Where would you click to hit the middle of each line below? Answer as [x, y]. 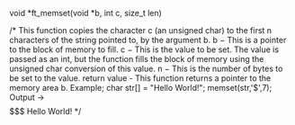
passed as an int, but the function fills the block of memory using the [137, 59]
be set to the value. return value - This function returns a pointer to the [140, 78]
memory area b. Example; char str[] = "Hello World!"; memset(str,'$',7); [141, 88]
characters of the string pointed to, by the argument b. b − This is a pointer [148, 40]
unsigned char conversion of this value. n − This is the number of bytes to [146, 68]
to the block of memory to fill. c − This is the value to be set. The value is [144, 49]
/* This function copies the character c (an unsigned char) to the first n [141, 30]
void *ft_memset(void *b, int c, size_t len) [85, 13]
